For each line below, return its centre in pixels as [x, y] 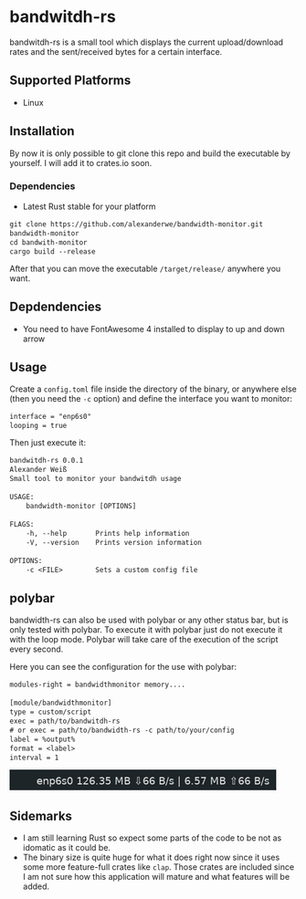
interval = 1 [34, 758]
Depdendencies [56, 307]
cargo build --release [53, 251]
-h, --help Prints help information [108, 534]
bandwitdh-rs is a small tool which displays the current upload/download [147, 42]
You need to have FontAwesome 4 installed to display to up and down [153, 329]
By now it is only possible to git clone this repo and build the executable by [150, 153]
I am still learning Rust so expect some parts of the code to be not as [152, 838]
